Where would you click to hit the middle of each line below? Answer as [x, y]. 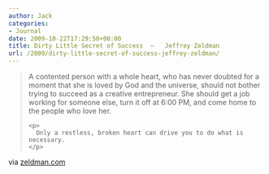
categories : [28, 23]
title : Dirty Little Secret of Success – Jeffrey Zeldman [114, 46]
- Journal [25, 31]
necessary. [47, 140]
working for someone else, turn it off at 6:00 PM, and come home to [142, 102]
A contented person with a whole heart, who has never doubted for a [144, 76]
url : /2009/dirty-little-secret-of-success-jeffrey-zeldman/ [114, 53]
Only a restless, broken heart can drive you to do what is [140, 133]
